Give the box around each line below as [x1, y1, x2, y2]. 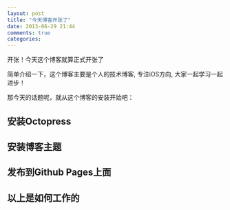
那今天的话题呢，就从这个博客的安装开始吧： [7, 94, 134, 102]
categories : [7, 36, 41, 43]
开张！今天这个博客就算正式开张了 [7, 56, 104, 64]
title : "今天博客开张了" [7, 17, 71, 23]
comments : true [7, 29, 51, 36]
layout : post [7, 10, 45, 17]
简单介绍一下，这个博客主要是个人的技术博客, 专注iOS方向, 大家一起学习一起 [7, 70, 224, 78]
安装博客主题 [7, 140, 62, 152]
